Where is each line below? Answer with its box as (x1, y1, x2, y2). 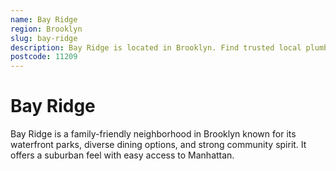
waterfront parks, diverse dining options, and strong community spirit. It (10, 139, 307, 151)
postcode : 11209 (10, 52, 78, 62)
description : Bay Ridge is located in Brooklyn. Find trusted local (10, 42, 302, 53)
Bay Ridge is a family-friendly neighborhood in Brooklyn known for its (10, 128, 297, 140)
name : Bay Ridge (10, 14, 78, 25)
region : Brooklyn (10, 24, 83, 34)
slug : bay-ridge (10, 33, 78, 43)
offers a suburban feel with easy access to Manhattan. (10, 149, 235, 161)
